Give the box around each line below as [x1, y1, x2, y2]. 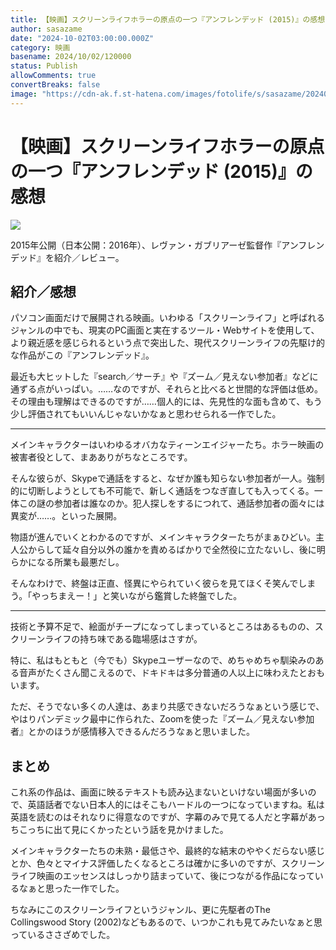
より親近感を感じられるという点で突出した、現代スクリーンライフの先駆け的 [10, 337, 326, 349]
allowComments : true [10, 71, 97, 81]
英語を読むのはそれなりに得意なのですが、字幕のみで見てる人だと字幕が [10, 811, 308, 823]
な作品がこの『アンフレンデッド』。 [10, 349, 155, 361]
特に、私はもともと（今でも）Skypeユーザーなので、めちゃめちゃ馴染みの [10, 654, 316, 666]
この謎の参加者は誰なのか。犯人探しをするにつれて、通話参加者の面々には [18, 497, 325, 510]
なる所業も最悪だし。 [36, 556, 125, 568]
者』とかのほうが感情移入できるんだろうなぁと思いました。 [10, 726, 255, 738]
